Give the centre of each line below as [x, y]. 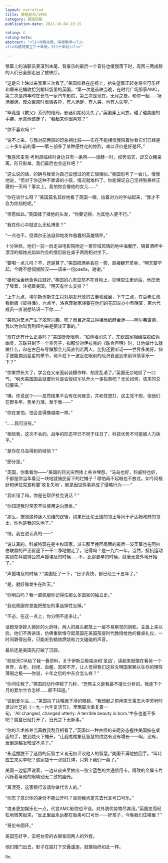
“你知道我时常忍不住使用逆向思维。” [41, 506]
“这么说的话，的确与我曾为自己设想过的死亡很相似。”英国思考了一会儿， [78, 174]
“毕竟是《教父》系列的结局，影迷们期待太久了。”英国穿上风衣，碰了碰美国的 [83, 112]
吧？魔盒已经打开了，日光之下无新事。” [44, 719]
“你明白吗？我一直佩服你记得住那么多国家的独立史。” [59, 595]
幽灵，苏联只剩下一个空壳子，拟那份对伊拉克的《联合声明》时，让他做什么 [82, 343]
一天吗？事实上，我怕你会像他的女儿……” [56, 186]
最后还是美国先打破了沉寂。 [34, 650]
